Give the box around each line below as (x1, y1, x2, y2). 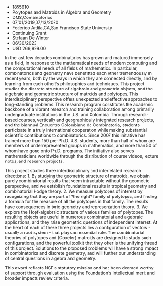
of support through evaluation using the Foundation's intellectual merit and (5, 270, 155, 276)
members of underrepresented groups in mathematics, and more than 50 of (5, 143, 157, 148)
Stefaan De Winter (12, 35, 49, 41)
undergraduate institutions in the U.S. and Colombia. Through (5, 112, 128, 117)
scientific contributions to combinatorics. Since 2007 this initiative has (5, 132, 146, 138)
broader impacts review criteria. (5, 275, 69, 281)
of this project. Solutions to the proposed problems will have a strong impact (5, 245, 158, 251)
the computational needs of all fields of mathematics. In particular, (5, 65, 138, 71)
